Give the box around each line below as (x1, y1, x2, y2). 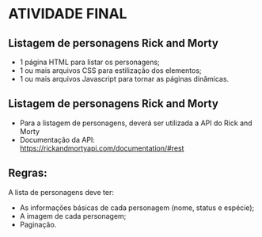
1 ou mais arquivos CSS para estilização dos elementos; (19, 66, 202, 75)
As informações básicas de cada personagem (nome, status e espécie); (19, 203, 255, 212)
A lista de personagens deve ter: (8, 187, 115, 197)
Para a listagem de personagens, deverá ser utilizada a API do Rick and (19, 118, 253, 128)
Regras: (8, 166, 47, 180)
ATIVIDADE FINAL (8, 5, 127, 23)
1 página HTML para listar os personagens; (19, 57, 160, 67)
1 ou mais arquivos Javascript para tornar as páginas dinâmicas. (19, 75, 230, 83)
